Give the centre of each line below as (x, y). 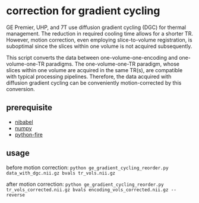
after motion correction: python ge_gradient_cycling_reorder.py (85, 184)
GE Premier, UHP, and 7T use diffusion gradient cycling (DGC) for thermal (96, 27)
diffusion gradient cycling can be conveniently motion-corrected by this (94, 83)
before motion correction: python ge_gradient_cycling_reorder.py (87, 167)
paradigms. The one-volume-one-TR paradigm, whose (113, 64)
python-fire (29, 134)
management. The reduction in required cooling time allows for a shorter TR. (99, 33)
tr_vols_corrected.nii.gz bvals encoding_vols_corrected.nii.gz (87, 190)
